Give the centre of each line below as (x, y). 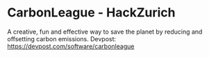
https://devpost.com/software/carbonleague (71, 46)
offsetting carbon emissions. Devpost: (62, 38)
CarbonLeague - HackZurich (91, 13)
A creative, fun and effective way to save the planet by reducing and (105, 32)
